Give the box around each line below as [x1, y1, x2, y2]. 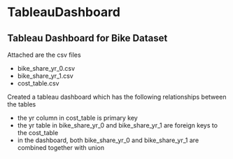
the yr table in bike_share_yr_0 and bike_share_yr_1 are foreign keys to [17, 121, 218, 130]
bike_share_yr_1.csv [17, 71, 73, 80]
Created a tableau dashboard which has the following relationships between [7, 92, 227, 101]
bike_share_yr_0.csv [17, 64, 76, 72]
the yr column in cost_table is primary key [17, 113, 138, 122]
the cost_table [17, 129, 59, 137]
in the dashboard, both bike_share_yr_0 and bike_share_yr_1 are [17, 136, 199, 144]
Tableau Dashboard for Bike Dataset [7, 32, 168, 44]
